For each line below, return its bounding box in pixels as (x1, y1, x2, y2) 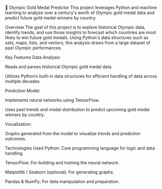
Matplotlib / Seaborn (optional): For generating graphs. (5, 169, 114, 175)
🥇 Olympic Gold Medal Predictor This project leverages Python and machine (5, 5, 157, 10)
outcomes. (5, 136, 27, 141)
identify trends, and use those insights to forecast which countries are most (5, 30, 156, 35)
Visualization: (5, 121, 32, 127)
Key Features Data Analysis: (5, 54, 61, 60)
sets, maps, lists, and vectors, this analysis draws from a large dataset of (5, 40, 150, 46)
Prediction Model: (5, 88, 40, 93)
